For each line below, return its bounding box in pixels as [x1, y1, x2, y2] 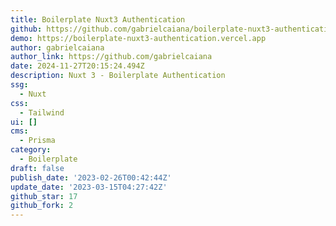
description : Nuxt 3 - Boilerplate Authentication [10, 71, 226, 81]
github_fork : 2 [10, 201, 74, 211]
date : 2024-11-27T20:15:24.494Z [10, 61, 145, 71]
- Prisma [19, 136, 56, 146]
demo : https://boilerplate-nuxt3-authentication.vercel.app [10, 33, 267, 43]
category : [10, 145, 52, 155]
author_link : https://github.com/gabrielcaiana [10, 52, 213, 62]
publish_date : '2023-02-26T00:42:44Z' [10, 172, 172, 183]
